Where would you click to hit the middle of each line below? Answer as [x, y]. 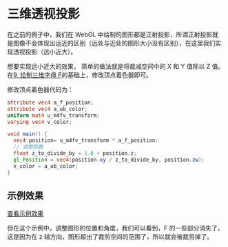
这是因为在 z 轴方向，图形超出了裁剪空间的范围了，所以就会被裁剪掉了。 [110, 237]
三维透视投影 [44, 14]
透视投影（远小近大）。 [45, 52]
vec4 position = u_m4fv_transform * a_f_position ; [86, 141]
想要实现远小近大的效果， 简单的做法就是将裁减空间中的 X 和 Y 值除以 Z [109, 66]
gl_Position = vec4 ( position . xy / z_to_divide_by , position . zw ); [109, 160]
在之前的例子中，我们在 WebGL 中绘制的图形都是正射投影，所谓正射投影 [110, 34]
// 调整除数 [28, 147]
